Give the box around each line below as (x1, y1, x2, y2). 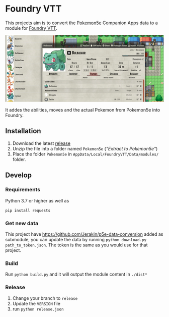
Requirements (5, 186, 41, 193)
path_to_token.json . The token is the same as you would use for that (5, 242, 148, 248)
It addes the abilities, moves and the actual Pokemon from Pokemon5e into (5, 107, 160, 113)
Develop (5, 171, 32, 180)
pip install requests (5, 208, 51, 213)
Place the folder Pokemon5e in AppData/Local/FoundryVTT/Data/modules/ (12, 151, 159, 157)
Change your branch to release (12, 295, 78, 301)
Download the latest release (12, 140, 71, 146)
